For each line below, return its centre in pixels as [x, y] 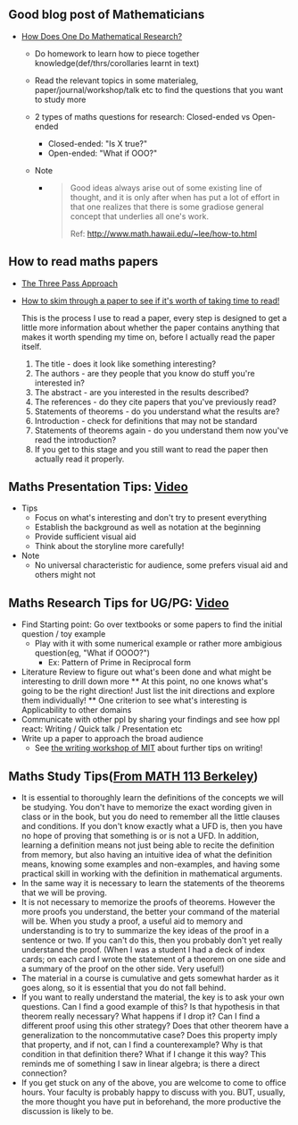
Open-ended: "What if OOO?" [103, 153]
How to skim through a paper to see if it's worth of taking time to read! [150, 300]
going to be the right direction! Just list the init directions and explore [148, 691]
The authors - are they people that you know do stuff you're [145, 373]
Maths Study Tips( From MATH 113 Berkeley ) [133, 776]
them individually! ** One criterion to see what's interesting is [134, 700]
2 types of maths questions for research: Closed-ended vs [142, 116]
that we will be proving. [64, 892]
